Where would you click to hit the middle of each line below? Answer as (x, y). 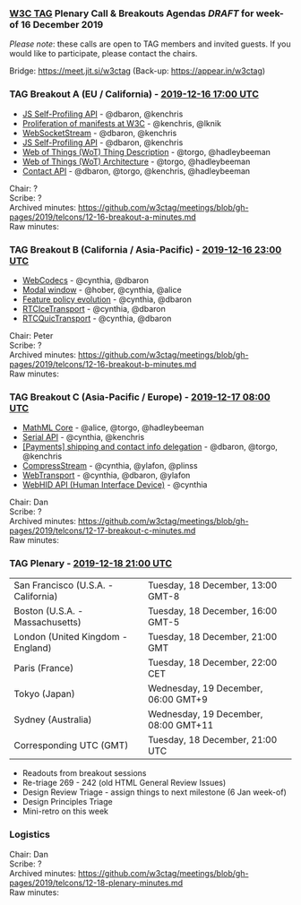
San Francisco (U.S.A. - (64, 585)
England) (33, 648)
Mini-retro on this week (65, 811)
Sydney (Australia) (53, 720)
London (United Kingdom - (71, 637)
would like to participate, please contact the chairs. (103, 54)
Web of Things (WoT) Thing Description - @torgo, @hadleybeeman (146, 151)
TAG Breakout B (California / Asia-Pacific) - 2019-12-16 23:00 (146, 249)
